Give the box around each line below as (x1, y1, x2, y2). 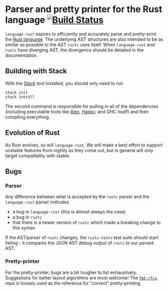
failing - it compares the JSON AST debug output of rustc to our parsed (5, 240, 154, 246)
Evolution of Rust (5, 128, 60, 137)
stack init (5, 90, 28, 95)
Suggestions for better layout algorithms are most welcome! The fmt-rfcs (5, 274, 157, 280)
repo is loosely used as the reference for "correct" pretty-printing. (5, 280, 142, 286)
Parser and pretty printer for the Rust (5, 4, 162, 15)
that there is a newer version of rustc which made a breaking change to (12, 220, 161, 226)
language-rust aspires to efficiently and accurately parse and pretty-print (5, 31, 156, 37)
